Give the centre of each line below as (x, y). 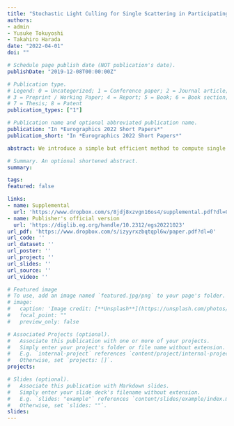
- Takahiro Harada (34, 40)
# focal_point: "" (37, 315)
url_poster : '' (29, 251)
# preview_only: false (43, 321)
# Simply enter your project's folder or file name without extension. (117, 347)
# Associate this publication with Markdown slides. (88, 386)
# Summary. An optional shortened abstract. (73, 161)
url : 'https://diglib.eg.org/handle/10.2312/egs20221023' (100, 225)
